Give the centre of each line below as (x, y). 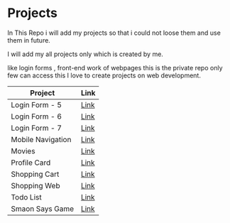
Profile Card (31, 163)
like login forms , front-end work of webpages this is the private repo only (115, 67)
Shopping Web (35, 185)
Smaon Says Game (43, 209)
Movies (23, 151)
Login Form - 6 (37, 116)
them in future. (29, 40)
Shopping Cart (35, 174)
